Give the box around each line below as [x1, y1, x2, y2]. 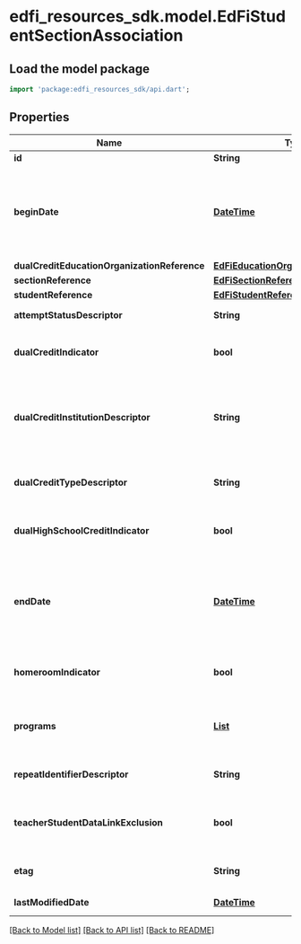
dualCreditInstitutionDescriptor [13, 410, 150, 423]
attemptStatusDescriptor [13, 308, 123, 321]
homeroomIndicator [13, 666, 101, 678]
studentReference [13, 288, 93, 301]
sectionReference [13, 274, 91, 287]
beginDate [13, 205, 60, 217]
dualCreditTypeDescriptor [13, 476, 128, 489]
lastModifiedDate [13, 895, 90, 908]
